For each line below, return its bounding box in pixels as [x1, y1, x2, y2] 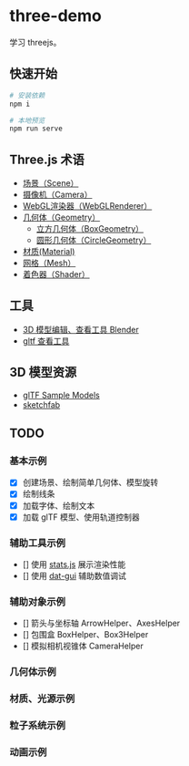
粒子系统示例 [9, 719, 66, 731]
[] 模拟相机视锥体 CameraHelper [22, 640, 144, 652]
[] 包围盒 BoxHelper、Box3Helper [22, 629, 149, 640]
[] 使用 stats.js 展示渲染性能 [22, 558, 126, 570]
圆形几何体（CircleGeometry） [35, 234, 152, 246]
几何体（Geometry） [22, 212, 101, 223]
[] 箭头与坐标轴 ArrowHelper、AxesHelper [22, 617, 181, 629]
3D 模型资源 [9, 365, 77, 380]
